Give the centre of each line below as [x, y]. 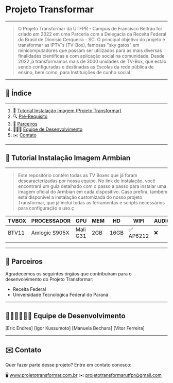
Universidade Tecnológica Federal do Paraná [60, 295]
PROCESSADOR [51, 221]
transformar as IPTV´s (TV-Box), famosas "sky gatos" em [79, 45]
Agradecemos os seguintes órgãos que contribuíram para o [69, 274]
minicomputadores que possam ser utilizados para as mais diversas [90, 50]
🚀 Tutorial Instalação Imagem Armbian [68, 158]
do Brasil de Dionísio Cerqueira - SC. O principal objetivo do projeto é [92, 39]
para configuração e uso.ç [46, 208]
